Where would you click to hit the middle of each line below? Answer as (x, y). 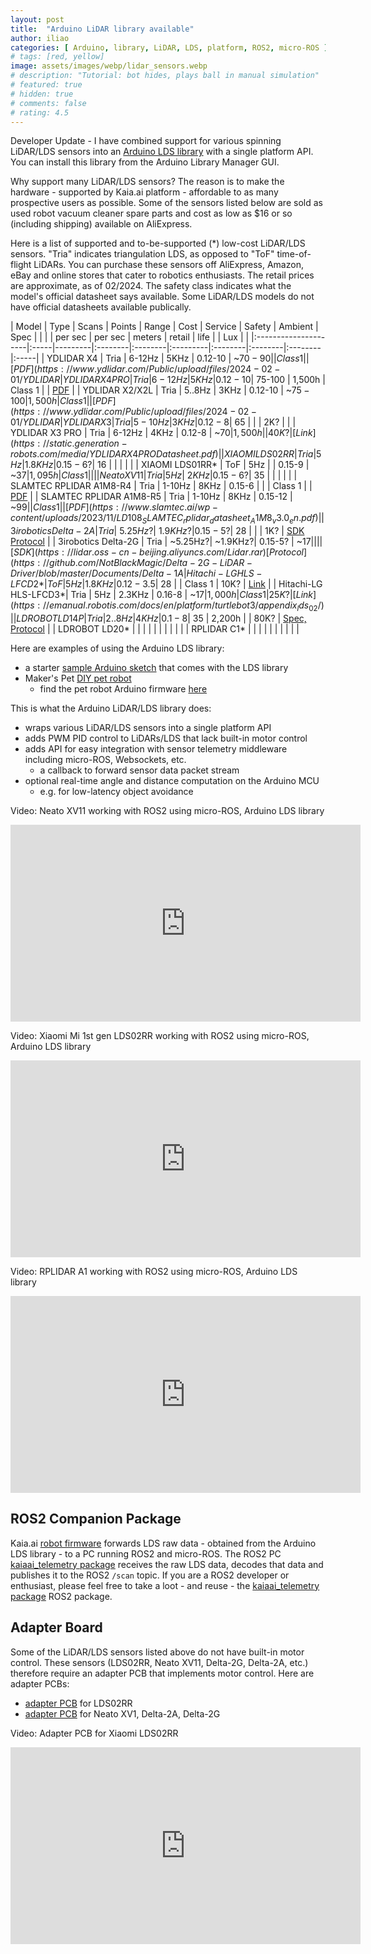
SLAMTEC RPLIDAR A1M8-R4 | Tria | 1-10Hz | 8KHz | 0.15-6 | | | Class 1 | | (161, 486)
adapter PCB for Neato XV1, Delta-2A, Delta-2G (122, 1713)
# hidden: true (42, 94)
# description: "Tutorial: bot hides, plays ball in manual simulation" (165, 76)
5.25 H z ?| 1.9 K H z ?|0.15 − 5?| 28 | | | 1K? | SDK (212, 531)
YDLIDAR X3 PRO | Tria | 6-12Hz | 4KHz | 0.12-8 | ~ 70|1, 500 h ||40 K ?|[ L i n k (161, 433)
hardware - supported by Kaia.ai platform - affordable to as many (144, 192)
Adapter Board (56, 1627)
